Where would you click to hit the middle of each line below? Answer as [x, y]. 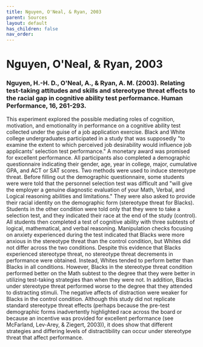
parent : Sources [27, 18]
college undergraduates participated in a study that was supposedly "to [96, 138]
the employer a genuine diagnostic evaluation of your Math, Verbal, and [95, 190]
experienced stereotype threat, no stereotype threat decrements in [90, 254]
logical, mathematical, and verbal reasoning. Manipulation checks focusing [100, 228]
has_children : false [32, 29]
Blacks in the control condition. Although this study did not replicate [91, 299]
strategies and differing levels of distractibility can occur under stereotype [99, 331]
